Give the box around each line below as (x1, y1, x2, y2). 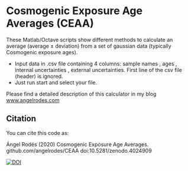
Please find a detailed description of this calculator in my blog (6, 90, 157, 97)
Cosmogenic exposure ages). (6, 48, 78, 55)
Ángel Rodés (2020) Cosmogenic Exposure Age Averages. (6, 140, 149, 148)
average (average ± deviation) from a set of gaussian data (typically (6, 42, 171, 50)
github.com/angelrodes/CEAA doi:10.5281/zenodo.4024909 (6, 147, 152, 154)
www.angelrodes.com (6, 96, 60, 104)
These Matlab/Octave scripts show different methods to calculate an (6, 36, 173, 43)
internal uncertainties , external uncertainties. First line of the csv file (14, 66, 182, 73)
